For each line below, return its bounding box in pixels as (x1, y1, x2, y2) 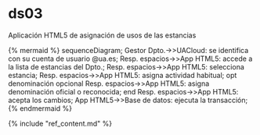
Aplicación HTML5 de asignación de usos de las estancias (8, 30, 197, 40)
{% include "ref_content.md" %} (8, 119, 112, 128)
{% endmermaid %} (8, 103, 73, 113)
